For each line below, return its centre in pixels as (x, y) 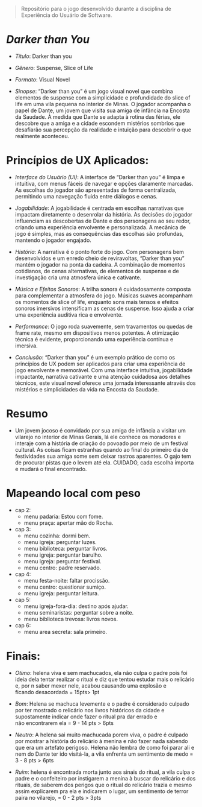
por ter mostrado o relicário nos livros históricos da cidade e (90, 710)
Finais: (23, 656)
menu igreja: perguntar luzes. (60, 542)
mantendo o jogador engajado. (53, 240)
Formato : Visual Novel (42, 79)
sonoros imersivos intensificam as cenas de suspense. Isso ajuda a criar (104, 308)
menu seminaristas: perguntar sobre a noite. (79, 612)
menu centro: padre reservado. (63, 568)
